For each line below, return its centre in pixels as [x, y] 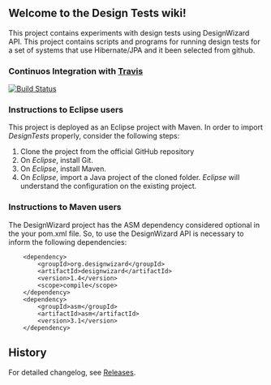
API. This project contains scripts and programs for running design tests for [135, 41]
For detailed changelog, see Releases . [72, 372]
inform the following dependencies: [68, 242]
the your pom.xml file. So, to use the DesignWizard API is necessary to [126, 233]
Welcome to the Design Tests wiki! [97, 13]
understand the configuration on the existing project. [108, 186]
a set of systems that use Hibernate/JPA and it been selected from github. [132, 50]
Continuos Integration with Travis [76, 71]
